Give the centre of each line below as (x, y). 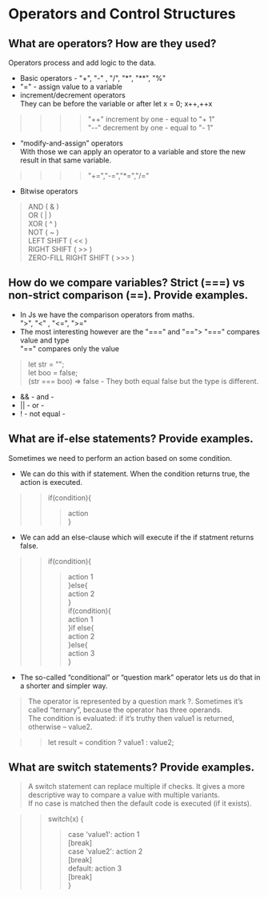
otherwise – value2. (60, 727)
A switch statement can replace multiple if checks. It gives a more (136, 787)
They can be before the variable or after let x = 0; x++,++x (116, 104)
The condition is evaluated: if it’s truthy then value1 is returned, (131, 718)
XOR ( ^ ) (42, 224)
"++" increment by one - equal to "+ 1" (151, 119)
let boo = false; (53, 372)
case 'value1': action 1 (104, 835)
